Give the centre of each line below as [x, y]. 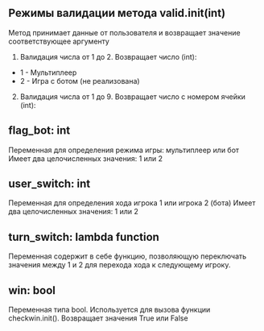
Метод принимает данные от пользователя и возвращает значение [124, 32]
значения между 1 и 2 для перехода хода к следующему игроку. [120, 265]
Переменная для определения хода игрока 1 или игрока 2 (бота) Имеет [132, 203]
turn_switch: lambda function [84, 237]
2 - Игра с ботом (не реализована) [80, 81]
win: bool [32, 290]
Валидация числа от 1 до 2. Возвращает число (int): [108, 56]
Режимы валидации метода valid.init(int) [117, 13]
